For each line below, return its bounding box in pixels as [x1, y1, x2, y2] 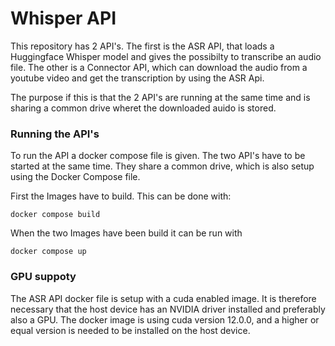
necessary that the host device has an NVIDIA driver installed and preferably [10, 303, 326, 315]
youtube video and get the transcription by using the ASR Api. [10, 72, 265, 84]
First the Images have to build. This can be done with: [10, 190, 232, 202]
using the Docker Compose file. [10, 171, 141, 183]
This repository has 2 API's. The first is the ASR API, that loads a [10, 40, 275, 52]
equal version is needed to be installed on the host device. [10, 324, 251, 336]
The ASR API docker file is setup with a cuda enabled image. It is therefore [10, 292, 317, 304]
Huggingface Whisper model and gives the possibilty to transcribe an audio [10, 50, 322, 62]
